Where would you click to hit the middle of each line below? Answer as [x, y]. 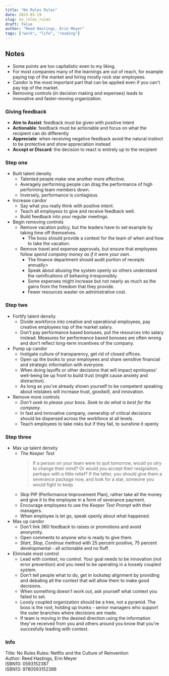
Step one [16, 163]
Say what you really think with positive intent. [67, 206]
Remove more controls [36, 397]
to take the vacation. [49, 244]
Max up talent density [35, 448]
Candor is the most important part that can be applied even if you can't [86, 82]
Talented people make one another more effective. [72, 179]
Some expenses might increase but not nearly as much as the [92, 281]
